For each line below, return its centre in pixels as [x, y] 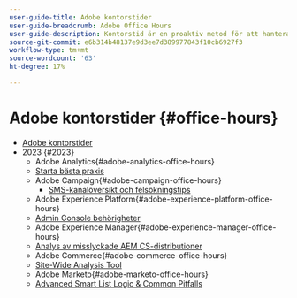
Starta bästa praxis [69, 171]
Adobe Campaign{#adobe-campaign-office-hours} [129, 180]
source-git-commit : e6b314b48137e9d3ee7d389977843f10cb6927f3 [126, 42]
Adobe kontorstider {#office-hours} [144, 118]
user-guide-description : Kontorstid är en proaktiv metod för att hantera [150, 34]
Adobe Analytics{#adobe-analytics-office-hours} [125, 161]
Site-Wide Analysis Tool [78, 264]
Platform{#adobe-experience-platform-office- [189, 199]
